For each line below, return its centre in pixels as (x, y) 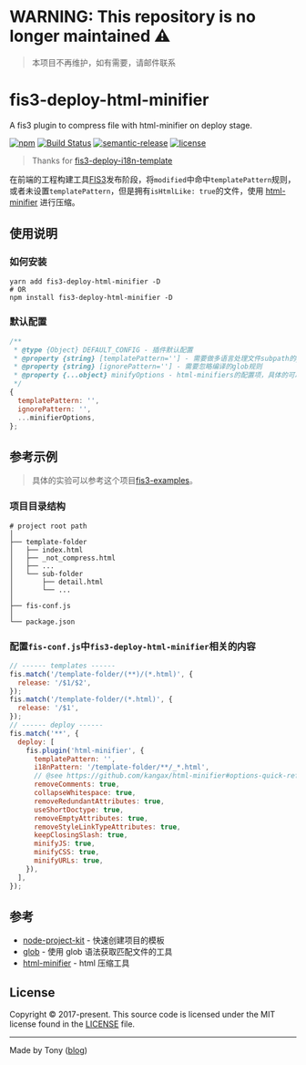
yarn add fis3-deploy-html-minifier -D (85, 281)
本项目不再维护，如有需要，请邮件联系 (103, 62)
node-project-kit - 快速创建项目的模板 (93, 940)
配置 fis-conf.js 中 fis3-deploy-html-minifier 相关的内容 (133, 646)
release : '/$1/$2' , (55, 682)
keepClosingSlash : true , (81, 835)
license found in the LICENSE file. (72, 1024)
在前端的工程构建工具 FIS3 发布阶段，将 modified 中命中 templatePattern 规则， (153, 179)
